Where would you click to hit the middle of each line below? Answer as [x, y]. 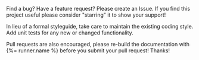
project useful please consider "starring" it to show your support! [86, 15]
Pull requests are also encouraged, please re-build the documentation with [98, 44]
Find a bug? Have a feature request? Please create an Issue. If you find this [98, 9]
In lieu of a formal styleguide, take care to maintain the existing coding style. [100, 26]
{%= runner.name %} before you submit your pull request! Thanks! [88, 50]
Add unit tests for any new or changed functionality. [70, 33]
